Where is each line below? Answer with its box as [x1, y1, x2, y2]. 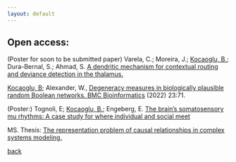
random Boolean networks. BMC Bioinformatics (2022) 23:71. [7, 91, 185, 99]
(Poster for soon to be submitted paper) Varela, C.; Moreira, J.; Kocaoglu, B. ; [7, 55, 229, 63]
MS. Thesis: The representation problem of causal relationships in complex [7, 126, 225, 135]
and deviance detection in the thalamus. [7, 70, 123, 78]
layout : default [7, 10, 55, 18]
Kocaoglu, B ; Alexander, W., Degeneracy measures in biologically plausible [7, 84, 224, 92]
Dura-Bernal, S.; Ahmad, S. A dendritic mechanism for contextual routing [7, 63, 218, 71]
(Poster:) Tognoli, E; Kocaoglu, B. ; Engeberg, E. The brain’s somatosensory [7, 105, 224, 113]
